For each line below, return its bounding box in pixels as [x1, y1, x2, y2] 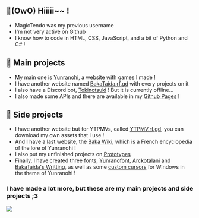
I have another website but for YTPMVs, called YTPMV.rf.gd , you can [14, 125, 184, 132]
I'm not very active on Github [14, 28, 86, 35]
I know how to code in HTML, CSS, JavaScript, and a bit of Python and [14, 34, 188, 42]
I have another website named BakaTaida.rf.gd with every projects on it [14, 80, 189, 87]
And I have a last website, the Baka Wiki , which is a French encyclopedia [14, 138, 193, 146]
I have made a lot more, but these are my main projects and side [6, 185, 194, 193]
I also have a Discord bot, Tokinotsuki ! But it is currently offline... [14, 86, 174, 93]
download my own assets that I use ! [14, 132, 105, 139]
